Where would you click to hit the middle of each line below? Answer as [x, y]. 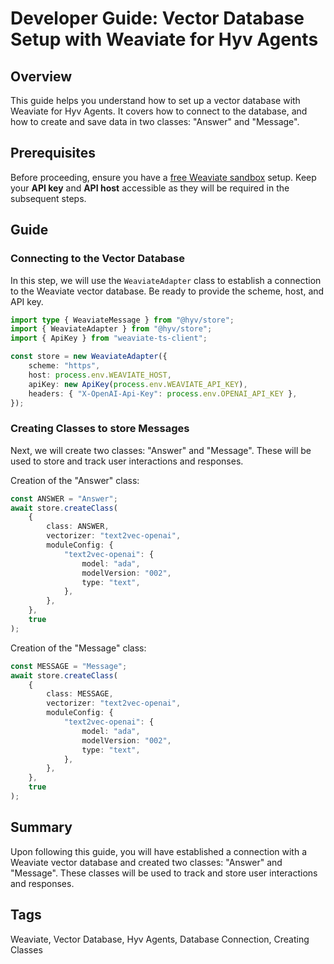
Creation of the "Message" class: [78, 648]
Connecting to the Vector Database [98, 259]
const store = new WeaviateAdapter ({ [89, 357]
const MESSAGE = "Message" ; [69, 666]
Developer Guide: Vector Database [157, 18]
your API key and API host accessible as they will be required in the [150, 188]
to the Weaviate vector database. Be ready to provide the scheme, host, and [167, 291]
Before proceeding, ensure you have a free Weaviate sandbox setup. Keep [163, 177]
